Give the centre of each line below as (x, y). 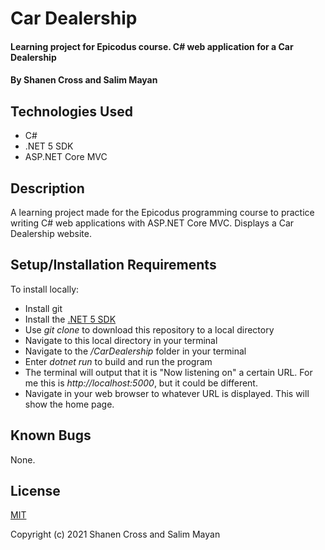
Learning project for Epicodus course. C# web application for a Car (152, 46)
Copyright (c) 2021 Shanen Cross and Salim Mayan (115, 534)
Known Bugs (51, 435)
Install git (43, 308)
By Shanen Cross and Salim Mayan (84, 80)
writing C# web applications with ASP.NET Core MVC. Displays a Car (152, 223)
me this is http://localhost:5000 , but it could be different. (141, 383)
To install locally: (45, 289)
